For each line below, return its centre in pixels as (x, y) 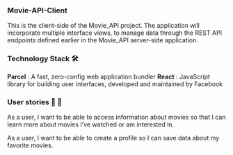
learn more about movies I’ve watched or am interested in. (91, 124)
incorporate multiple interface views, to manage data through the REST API (115, 33)
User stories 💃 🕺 (35, 101)
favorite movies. (30, 145)
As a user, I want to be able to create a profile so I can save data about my (113, 138)
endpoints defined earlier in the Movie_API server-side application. (103, 40)
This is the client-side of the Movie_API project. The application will (103, 26)
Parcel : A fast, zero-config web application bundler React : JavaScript (109, 76)
